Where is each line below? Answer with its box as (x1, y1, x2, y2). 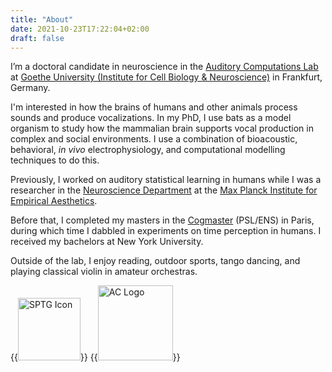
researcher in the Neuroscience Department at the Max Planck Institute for (10, 184, 318, 196)
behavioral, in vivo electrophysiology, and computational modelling (10, 144, 286, 156)
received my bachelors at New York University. (10, 236, 204, 248)
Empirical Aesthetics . (10, 195, 98, 207)
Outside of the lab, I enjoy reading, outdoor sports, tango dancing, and (10, 255, 301, 267)
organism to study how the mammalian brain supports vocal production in (10, 122, 314, 135)
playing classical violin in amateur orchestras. (10, 266, 198, 278)
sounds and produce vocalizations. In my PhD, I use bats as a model (10, 112, 292, 124)
